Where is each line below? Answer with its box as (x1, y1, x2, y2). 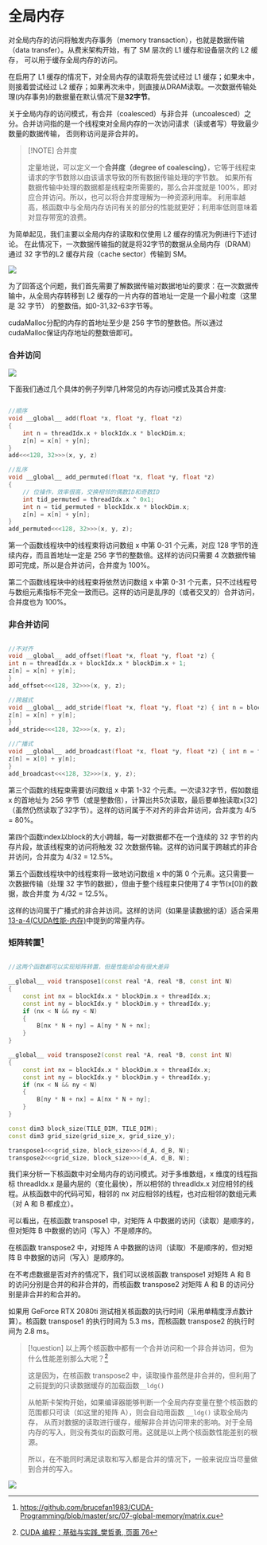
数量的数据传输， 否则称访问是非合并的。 (8, 128, 143, 138)
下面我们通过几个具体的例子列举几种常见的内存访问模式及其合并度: (8, 384, 226, 394)
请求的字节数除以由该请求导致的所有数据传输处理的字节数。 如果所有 (27, 172, 253, 182)
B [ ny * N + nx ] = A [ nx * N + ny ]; (37, 1096, 151, 1104)
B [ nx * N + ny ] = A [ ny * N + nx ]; (37, 1022, 151, 1030)
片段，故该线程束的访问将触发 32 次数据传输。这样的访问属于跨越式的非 (14, 842, 251, 851)
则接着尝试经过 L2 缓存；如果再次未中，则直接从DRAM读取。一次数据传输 (8, 81, 250, 92)
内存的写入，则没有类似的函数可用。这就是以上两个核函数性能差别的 (27, 1427, 251, 1437)
